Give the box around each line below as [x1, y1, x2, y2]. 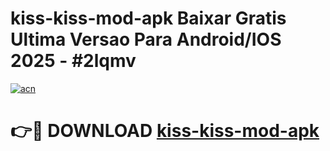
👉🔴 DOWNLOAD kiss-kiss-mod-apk [10, 120, 320, 142]
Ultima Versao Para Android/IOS [10, 28, 282, 51]
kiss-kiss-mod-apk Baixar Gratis [10, 7, 287, 30]
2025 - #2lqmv [10, 50, 137, 72]
